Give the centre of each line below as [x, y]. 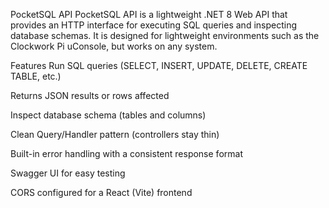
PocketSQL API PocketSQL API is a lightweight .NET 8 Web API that [149, 14]
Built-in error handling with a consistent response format [126, 153]
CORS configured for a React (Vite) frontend [101, 192]
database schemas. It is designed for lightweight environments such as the [165, 35]
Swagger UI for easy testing [68, 173]
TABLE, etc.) [36, 76]
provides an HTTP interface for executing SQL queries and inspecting [154, 25]
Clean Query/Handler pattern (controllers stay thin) [115, 134]
